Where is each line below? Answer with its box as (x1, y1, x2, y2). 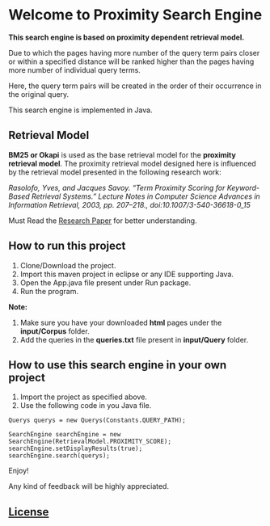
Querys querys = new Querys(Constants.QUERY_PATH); (8, 416, 186, 425)
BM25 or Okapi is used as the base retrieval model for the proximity (8, 149, 236, 159)
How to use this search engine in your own (8, 358, 227, 372)
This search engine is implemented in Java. (8, 105, 153, 115)
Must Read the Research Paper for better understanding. (8, 216, 197, 225)
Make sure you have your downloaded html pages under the (19, 318, 222, 327)
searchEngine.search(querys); (8, 452, 111, 460)
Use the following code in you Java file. (19, 401, 152, 410)
